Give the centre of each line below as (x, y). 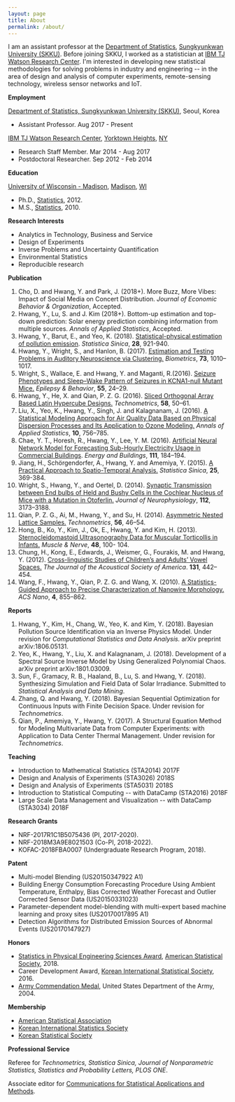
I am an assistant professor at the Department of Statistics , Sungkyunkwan (116, 47)
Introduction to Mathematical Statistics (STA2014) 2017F (99, 770)
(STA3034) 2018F (43, 808)
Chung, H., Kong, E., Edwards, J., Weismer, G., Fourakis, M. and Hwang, (122, 552)
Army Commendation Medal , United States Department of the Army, (116, 986)
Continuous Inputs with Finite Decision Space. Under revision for (111, 706)
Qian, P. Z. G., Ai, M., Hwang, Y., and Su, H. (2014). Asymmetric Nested (120, 515)
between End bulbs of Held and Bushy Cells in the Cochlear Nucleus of (120, 493)
